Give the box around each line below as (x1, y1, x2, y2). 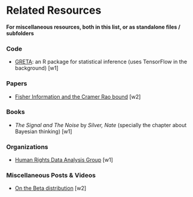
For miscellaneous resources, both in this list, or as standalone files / (6, 23, 180, 30)
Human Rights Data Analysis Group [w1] (14, 156, 114, 164)
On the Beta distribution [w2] (14, 184, 87, 192)
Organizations (6, 143, 48, 151)
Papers (6, 79, 27, 88)
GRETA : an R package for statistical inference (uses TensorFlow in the (14, 58, 187, 66)
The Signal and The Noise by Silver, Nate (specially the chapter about (14, 121, 187, 128)
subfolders (6, 29, 34, 36)
